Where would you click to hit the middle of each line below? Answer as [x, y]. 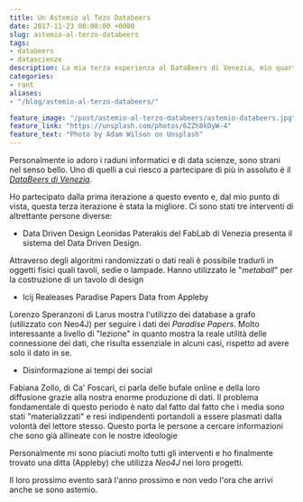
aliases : [26, 93]
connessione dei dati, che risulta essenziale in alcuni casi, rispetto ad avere [149, 343]
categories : [32, 77]
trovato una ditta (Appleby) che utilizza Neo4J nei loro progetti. [127, 462]
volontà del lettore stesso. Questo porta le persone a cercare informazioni [147, 426]
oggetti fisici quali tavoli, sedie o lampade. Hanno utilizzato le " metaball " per [151, 270]
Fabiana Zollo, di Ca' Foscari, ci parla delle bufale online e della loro [135, 388]
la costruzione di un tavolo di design [77, 279]
